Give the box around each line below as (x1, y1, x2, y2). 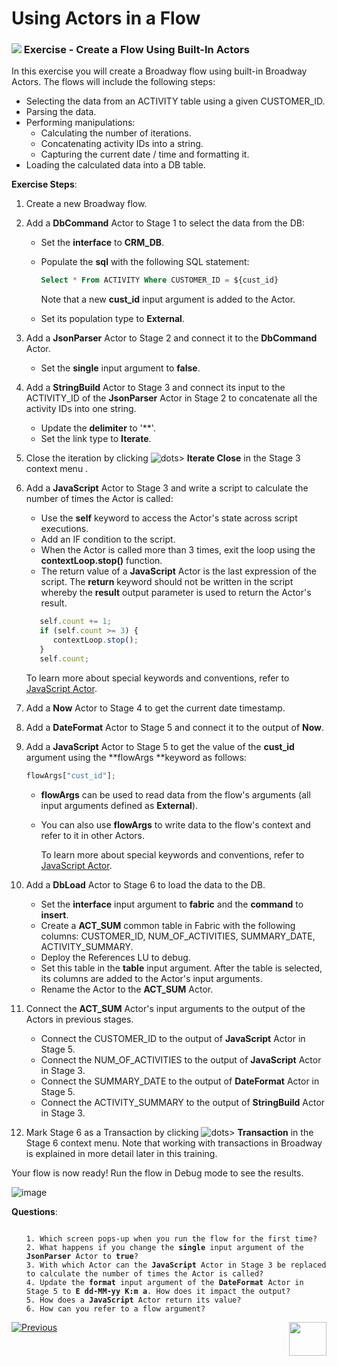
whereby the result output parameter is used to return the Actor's (40, 587, 312, 599)
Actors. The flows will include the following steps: (11, 76, 216, 88)
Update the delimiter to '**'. (40, 422, 156, 434)
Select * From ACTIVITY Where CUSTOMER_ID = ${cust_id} (40, 275, 279, 286)
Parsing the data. (25, 106, 97, 118)
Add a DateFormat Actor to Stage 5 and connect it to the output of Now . (25, 721, 325, 733)
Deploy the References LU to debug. (40, 951, 191, 963)
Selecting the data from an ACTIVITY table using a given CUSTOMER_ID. (25, 95, 326, 107)
